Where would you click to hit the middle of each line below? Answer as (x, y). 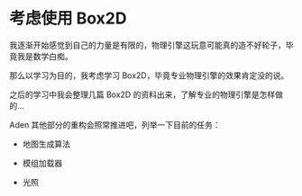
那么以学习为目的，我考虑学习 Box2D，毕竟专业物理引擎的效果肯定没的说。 (149, 75)
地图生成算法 (46, 144)
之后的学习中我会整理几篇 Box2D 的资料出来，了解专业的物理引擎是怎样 (142, 94)
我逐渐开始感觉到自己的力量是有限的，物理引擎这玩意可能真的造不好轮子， (147, 45)
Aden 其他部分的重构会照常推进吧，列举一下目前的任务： (115, 125)
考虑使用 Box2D (68, 18)
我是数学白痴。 (45, 56)
